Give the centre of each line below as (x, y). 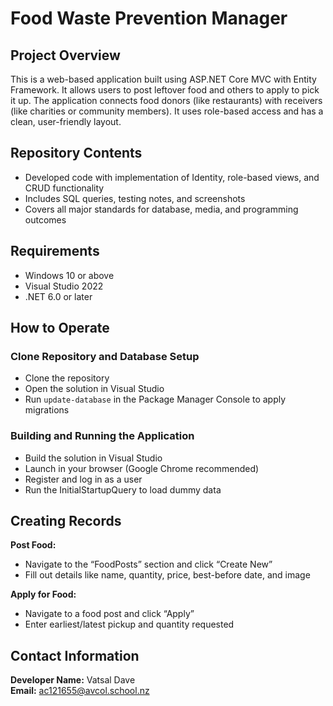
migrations (47, 410)
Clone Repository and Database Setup (105, 356)
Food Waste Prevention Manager (149, 18)
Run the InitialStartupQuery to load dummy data (123, 489)
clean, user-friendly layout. (66, 121)
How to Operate (60, 328)
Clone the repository (67, 378)
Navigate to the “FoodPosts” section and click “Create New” (148, 564)
